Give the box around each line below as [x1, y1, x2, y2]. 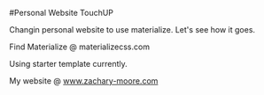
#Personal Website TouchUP [9, 8, 113, 18]
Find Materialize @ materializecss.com [9, 41, 151, 52]
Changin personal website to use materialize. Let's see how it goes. [9, 25, 255, 34]
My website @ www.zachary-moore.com [9, 76, 159, 86]
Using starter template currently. [9, 59, 128, 69]
